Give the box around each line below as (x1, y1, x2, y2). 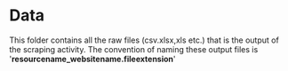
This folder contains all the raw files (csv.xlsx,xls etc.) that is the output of (9, 35, 280, 45)
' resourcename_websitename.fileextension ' (9, 53, 176, 64)
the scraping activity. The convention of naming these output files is (9, 43, 259, 54)
